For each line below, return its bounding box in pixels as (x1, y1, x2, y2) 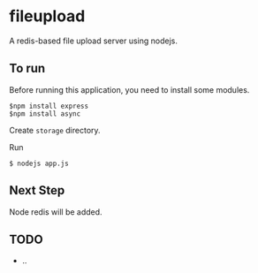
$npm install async (9, 109, 81, 118)
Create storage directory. (9, 125, 101, 135)
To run (9, 61, 46, 76)
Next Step (9, 183, 65, 198)
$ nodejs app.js (9, 159, 69, 168)
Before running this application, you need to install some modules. (9, 84, 250, 95)
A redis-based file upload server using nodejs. (9, 35, 178, 46)
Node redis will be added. (9, 206, 103, 217)
